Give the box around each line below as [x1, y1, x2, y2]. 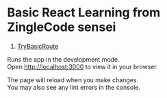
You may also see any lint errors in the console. [7, 83, 140, 91]
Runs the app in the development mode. [7, 55, 120, 63]
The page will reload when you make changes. [7, 75, 139, 84]
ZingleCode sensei [7, 19, 116, 35]
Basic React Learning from [7, 5, 161, 21]
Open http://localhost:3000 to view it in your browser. [7, 62, 159, 71]
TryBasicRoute [16, 42, 59, 50]
